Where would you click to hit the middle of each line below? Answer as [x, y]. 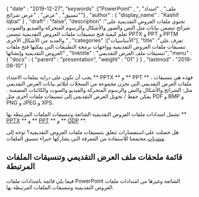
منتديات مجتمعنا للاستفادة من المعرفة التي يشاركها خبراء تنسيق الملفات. [86, 138]
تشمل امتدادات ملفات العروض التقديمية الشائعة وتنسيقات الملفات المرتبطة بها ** [97, 114]
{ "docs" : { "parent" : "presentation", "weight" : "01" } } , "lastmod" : [90, 59]
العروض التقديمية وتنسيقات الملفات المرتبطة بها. [60, 187]
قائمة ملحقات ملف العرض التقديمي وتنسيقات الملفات [94, 157]
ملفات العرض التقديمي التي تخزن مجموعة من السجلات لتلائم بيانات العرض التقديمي [99, 84]
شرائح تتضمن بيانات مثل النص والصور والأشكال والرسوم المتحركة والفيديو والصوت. [98, 27]
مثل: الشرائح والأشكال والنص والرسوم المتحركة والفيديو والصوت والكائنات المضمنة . [99, 90]
